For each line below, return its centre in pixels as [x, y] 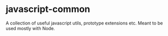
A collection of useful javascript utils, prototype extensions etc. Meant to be [84, 23]
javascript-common [48, 9]
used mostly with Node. [30, 28]
